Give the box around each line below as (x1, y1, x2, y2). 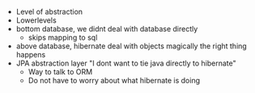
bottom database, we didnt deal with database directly (15, 24, 198, 33)
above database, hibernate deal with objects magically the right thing (15, 41, 247, 51)
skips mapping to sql (28, 32, 98, 42)
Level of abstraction (15, 7, 83, 16)
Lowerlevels (15, 15, 57, 25)
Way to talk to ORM (28, 67, 93, 76)
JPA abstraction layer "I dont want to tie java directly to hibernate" (15, 58, 236, 68)
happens (15, 50, 46, 59)
